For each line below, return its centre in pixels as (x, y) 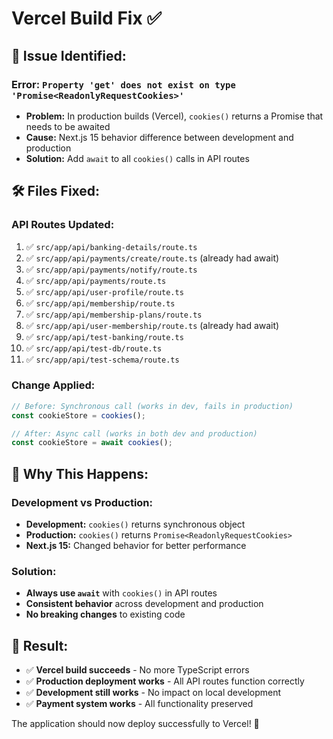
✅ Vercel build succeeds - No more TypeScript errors (137, 670)
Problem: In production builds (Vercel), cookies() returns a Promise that (174, 116)
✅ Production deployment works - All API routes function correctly (165, 681)
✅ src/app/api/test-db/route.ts (94, 348)
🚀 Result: (40, 645)
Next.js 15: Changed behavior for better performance (136, 546)
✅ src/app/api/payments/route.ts (96, 280)
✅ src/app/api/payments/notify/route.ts (111, 269)
